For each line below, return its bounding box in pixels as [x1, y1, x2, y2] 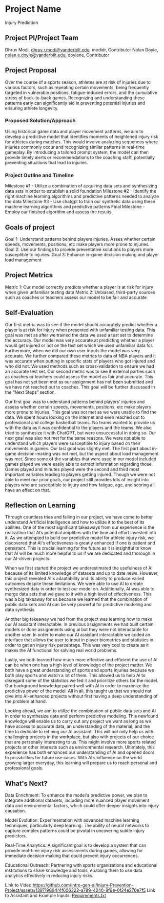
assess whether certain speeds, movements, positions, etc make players [5, 404, 151, 409]
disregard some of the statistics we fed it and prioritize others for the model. [5, 677, 159, 683]
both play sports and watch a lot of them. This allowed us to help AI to [5, 673, 145, 678]
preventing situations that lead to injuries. [5, 159, 88, 165]
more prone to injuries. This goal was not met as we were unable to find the [5, 409, 157, 415]
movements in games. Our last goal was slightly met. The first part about [5, 445, 151, 451]
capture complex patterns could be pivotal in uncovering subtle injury [5, 828, 145, 834]
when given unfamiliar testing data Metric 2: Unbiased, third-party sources [5, 289, 155, 295]
